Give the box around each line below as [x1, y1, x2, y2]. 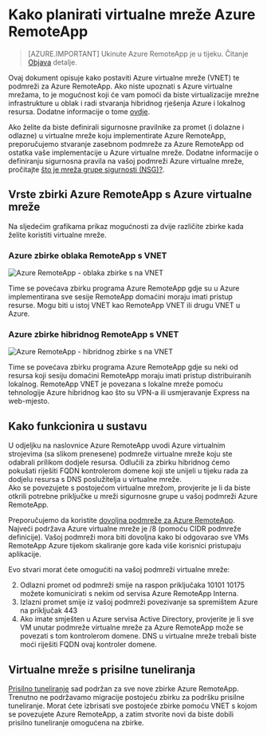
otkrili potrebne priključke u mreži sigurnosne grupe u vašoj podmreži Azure [8, 492, 258, 501]
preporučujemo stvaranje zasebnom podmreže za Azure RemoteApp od [8, 139, 245, 148]
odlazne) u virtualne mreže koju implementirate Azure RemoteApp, [8, 130, 226, 140]
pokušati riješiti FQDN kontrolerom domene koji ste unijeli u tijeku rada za [8, 466, 249, 476]
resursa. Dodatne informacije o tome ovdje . [8, 106, 150, 117]
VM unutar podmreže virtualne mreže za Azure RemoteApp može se [19, 622, 244, 632]
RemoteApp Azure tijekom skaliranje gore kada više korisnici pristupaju [8, 541, 241, 551]
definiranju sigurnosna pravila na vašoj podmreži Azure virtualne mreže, [8, 156, 245, 165]
